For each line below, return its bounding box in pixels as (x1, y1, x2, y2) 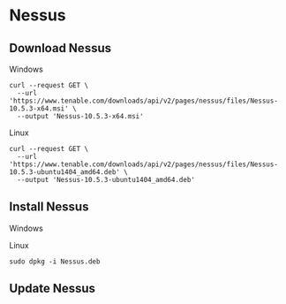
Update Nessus (9, 281, 95, 296)
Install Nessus (9, 200, 89, 215)
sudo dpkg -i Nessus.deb (9, 257, 101, 266)
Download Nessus (9, 41, 112, 56)
